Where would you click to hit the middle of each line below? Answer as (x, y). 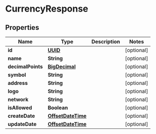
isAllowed (20, 108)
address (18, 83)
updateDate (22, 124)
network (18, 99)
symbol (17, 75)
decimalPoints (25, 66)
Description (106, 42)
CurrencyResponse (47, 9)
